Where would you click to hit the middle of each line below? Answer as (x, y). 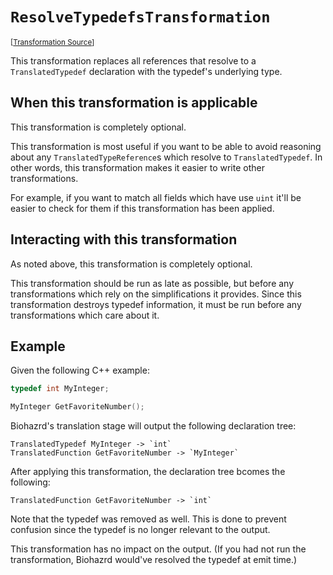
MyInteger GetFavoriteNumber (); (77, 407)
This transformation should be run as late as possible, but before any (152, 283)
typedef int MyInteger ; (60, 389)
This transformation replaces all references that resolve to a (133, 60)
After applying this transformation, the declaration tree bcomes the (148, 472)
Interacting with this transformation (124, 239)
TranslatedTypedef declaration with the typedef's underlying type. (146, 71)
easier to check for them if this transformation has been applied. (142, 208)
